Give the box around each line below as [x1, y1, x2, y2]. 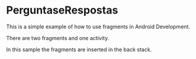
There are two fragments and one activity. [6, 34, 109, 41]
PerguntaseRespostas [6, 4, 119, 17]
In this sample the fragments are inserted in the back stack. [6, 45, 152, 53]
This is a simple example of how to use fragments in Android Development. [6, 23, 191, 30]
